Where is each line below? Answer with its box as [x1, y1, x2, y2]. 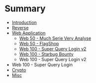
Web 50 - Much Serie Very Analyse [19, 35, 92, 41]
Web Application [11, 30, 46, 36]
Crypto [11, 67, 26, 73]
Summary [4, 3, 46, 14]
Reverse [11, 24, 29, 30]
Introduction [11, 19, 37, 25]
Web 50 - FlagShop [19, 40, 59, 46]
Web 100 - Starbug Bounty [19, 51, 74, 57]
